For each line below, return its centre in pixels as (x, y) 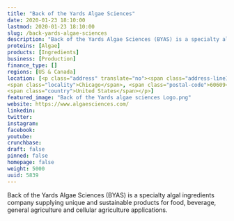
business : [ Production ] (42, 59)
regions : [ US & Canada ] (42, 72)
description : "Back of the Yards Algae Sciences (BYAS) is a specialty (113, 40)
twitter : (20, 117)
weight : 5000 (26, 169)
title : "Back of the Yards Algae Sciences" (71, 14)
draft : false (26, 149)
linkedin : (22, 110)
